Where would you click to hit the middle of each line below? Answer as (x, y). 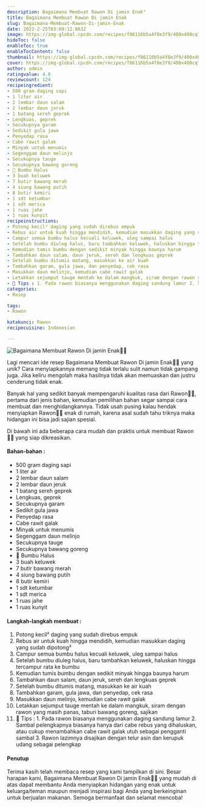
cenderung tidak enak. (35, 381)
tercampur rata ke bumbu (47, 667)
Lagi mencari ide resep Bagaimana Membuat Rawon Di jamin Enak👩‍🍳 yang (100, 362)
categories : (22, 289)
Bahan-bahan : (26, 451)
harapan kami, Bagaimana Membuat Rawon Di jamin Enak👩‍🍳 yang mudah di (102, 778)
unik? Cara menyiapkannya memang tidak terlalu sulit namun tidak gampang (102, 369)
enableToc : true (27, 46)
